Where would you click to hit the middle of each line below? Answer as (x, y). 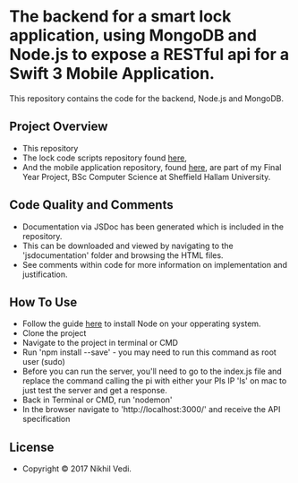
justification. (45, 274)
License (32, 447)
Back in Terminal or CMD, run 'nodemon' (97, 400)
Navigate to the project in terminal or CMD (100, 343)
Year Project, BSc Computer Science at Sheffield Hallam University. (146, 177)
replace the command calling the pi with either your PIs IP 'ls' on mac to (154, 381)
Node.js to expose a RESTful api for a (149, 55)
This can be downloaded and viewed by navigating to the (128, 246)
